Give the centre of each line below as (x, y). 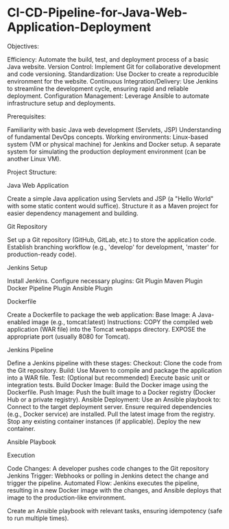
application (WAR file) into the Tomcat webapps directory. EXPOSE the (107, 329)
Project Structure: (32, 172)
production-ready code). (42, 254)
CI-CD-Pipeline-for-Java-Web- (97, 13)
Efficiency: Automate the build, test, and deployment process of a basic (108, 59)
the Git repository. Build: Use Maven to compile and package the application (114, 370)
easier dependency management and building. (73, 213)
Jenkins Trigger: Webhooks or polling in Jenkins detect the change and (108, 476)
